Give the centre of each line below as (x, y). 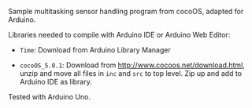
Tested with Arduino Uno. (49, 97)
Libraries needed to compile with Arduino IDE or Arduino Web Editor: (119, 35)
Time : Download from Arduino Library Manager (95, 50)
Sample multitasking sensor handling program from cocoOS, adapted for (126, 11)
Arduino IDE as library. (56, 82)
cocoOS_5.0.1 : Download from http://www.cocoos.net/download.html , (132, 65)
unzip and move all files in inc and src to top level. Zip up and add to (131, 73)
